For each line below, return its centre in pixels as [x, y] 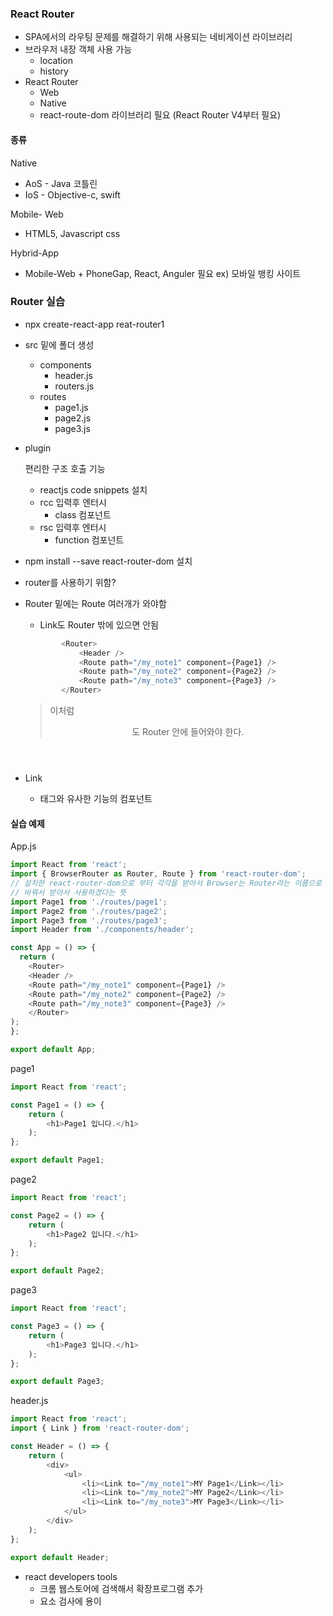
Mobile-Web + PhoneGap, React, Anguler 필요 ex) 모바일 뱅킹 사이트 [163, 273]
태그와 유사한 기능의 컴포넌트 [96, 799]
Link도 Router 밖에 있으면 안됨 [99, 624]
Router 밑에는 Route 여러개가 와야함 [95, 603]
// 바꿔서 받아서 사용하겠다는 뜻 [68, 892]
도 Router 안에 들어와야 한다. [188, 732]
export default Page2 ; [57, 1271]
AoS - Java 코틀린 [61, 183]
